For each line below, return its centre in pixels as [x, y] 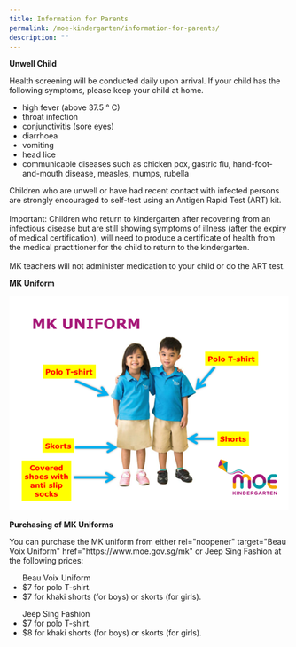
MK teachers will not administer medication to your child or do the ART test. [147, 266]
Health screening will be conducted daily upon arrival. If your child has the [145, 81]
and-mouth [43, 174]
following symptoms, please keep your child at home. [106, 91]
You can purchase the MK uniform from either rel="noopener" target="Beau [148, 542]
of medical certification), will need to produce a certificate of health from [142, 238]
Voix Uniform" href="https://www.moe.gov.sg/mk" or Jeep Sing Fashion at [145, 551]
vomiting [38, 146]
